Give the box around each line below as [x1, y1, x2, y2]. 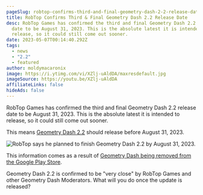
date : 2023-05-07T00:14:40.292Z [6, 37, 88, 43]
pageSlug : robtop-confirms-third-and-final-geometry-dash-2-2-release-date [6, 8, 201, 15]
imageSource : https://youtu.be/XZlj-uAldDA [6, 76, 118, 82]
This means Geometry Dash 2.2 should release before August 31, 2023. [6, 128, 184, 136]
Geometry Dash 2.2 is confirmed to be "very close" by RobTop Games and [6, 170, 192, 177]
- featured [11, 59, 39, 65]
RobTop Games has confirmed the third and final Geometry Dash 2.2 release [6, 104, 196, 111]
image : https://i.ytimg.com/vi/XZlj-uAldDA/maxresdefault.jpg [6, 71, 166, 77]
